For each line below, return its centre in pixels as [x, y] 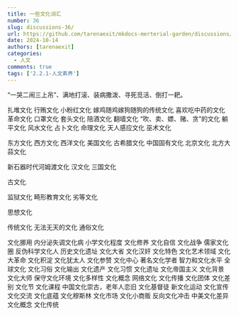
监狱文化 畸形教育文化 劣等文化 [52, 197]
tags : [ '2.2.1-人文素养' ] [44, 73]
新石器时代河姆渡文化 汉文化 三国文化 [62, 166]
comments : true [30, 67]
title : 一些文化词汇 [34, 14]
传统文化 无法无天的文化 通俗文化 [56, 227]
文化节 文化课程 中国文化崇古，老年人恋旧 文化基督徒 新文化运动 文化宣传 [122, 287]
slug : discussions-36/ [41, 27]
